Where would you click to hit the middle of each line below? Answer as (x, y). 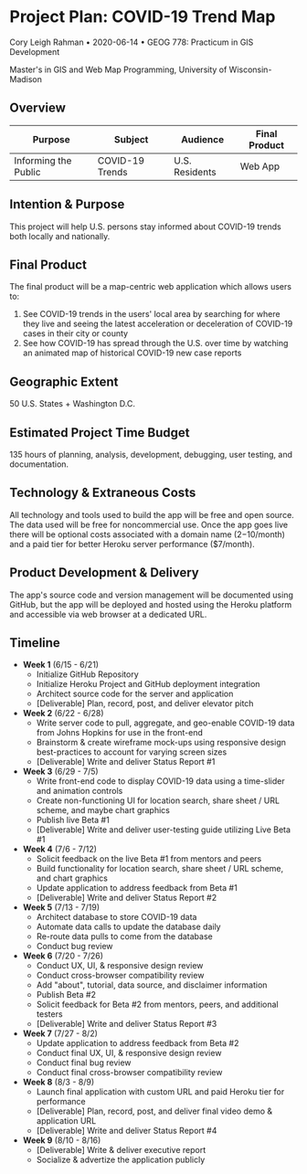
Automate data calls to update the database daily (128, 927)
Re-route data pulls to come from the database (124, 936)
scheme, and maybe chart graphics (103, 810)
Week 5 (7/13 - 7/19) (61, 907)
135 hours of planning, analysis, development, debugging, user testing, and (151, 455)
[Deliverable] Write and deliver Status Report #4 (127, 1131)
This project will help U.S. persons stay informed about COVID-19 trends (145, 227)
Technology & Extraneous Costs (103, 493)
